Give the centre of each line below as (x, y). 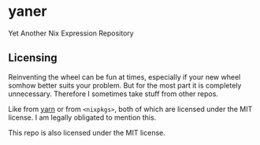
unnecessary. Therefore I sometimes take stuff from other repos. (113, 94)
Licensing (33, 58)
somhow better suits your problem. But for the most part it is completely (125, 85)
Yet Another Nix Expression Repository (71, 33)
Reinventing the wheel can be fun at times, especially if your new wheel (124, 76)
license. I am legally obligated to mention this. (82, 117)
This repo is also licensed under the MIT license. (87, 132)
